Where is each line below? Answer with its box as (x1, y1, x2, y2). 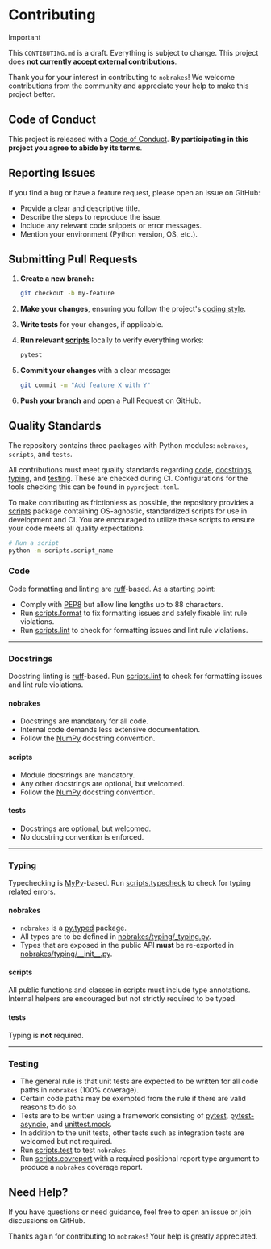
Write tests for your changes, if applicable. (19, 320, 164, 329)
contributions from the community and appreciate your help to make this (8, 81, 249, 90)
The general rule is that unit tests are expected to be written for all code (19, 1076, 259, 1086)
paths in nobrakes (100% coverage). (19, 1084, 140, 1095)
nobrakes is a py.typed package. (19, 923, 127, 933)
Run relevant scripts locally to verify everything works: (19, 335, 204, 345)
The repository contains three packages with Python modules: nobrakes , (8, 440, 248, 450)
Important (8, 32, 41, 42)
